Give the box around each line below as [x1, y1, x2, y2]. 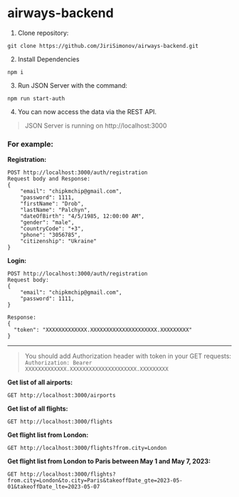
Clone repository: [17, 29, 69, 37]
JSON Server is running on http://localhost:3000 [24, 121, 167, 130]
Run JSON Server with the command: [17, 81, 128, 90]
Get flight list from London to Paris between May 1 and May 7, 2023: [7, 457, 211, 466]
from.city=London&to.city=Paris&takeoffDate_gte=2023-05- [7, 477, 183, 484]
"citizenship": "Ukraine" [20, 237, 97, 245]
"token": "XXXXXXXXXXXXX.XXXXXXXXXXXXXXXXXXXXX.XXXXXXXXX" [14, 327, 193, 334]
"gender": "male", [20, 219, 75, 226]
